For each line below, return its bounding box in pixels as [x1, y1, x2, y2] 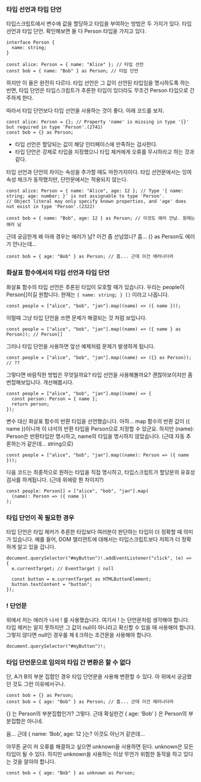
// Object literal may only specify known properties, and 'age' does [6, 198, 187, 204]
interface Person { [6, 40, 55, 46]
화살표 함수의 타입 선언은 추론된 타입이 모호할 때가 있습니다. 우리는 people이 [6, 283, 185, 290]
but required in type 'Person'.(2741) [6, 124, 103, 130]
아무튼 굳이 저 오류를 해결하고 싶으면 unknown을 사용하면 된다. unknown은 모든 [6, 743, 194, 750]
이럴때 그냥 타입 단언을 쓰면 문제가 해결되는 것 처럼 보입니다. [6, 314, 147, 321]
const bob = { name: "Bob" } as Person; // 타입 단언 [6, 68, 139, 74]
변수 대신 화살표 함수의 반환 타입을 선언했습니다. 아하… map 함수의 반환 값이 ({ [6, 417, 190, 425]
